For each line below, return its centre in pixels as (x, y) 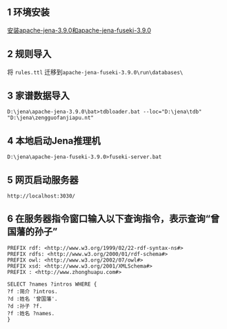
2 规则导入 (29, 54)
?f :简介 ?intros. (32, 291)
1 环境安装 (29, 12)
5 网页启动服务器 (43, 180)
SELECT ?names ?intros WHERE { (52, 284)
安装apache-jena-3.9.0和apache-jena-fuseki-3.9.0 (79, 30)
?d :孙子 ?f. (25, 306)
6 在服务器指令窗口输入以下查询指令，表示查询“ (109, 219)
